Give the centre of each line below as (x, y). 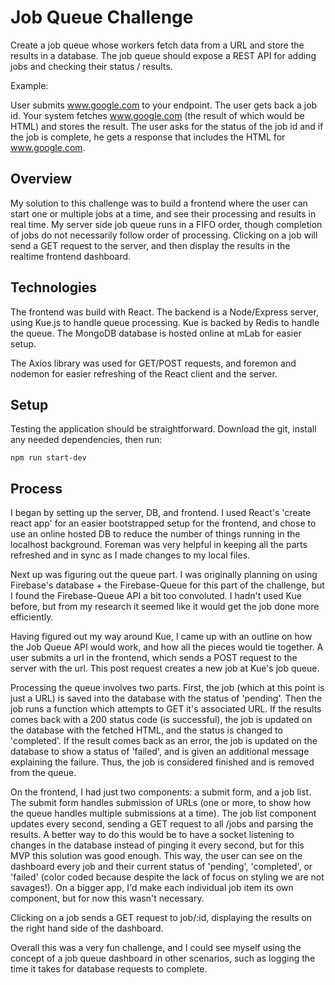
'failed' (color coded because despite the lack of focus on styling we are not (167, 877)
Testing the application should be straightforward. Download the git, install (163, 429)
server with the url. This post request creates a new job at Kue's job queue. (165, 668)
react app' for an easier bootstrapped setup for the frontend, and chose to (163, 523)
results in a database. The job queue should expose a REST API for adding (163, 55)
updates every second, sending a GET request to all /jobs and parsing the (162, 824)
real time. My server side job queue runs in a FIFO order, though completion (166, 224)
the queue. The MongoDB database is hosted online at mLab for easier (156, 333)
